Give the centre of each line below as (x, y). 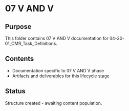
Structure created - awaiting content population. (54, 103)
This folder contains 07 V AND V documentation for (57, 38)
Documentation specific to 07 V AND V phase (58, 70)
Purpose (18, 27)
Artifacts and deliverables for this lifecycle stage (61, 76)
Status (15, 91)
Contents (20, 59)
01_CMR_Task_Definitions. (31, 44)
